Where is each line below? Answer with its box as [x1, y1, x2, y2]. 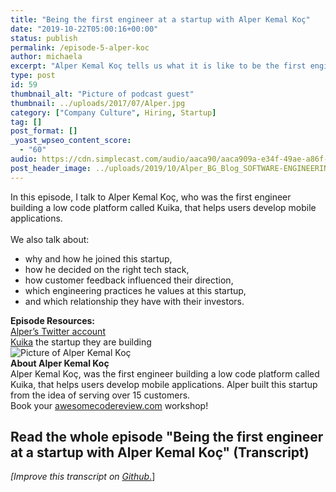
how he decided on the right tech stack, [24, 263, 190, 275]
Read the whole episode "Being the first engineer [10, 429, 324, 446]
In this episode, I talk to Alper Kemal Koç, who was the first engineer [10, 191, 292, 203]
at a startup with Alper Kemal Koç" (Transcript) [10, 444, 310, 461]
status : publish [10, 33, 78, 43]
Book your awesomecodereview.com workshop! [10, 399, 209, 411]
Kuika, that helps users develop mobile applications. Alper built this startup [10, 378, 318, 390]
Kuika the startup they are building [10, 336, 152, 348]
